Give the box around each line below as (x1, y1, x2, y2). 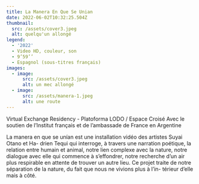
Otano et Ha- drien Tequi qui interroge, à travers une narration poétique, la (6, 139, 192, 147)
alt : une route (22, 98, 61, 104)
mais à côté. (6, 171, 37, 179)
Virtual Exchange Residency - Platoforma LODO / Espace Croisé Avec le (6, 115, 185, 122)
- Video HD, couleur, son (11, 48, 77, 54)
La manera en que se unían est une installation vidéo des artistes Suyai (6, 133, 183, 141)
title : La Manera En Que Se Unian (6, 8, 93, 15)
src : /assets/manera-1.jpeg (22, 93, 93, 99)
